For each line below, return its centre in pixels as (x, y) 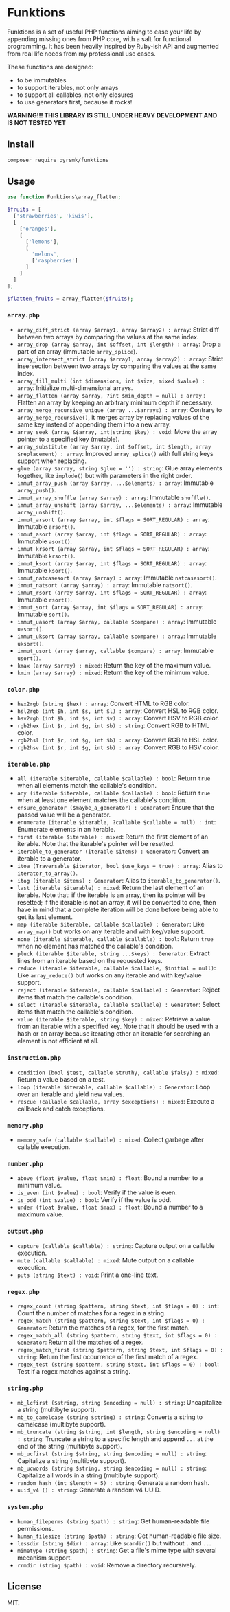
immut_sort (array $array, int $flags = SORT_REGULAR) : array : (110, 606)
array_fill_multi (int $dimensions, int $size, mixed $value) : (111, 381)
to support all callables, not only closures (75, 95)
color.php (23, 689)
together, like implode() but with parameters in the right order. (105, 475)
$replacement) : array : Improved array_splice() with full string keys (115, 453)
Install (21, 145)
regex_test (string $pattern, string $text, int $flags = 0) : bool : (118, 1364)
